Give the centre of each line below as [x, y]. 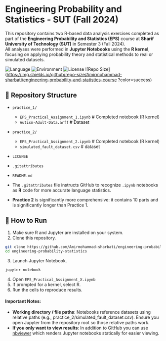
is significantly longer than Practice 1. [50, 205]
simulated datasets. [25, 59]
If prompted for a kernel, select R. [46, 285]
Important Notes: [23, 301]
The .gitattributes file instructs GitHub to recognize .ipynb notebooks [85, 185]
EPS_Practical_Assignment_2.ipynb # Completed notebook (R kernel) [89, 141]
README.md [22, 176]
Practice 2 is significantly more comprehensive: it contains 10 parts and [85, 199]
